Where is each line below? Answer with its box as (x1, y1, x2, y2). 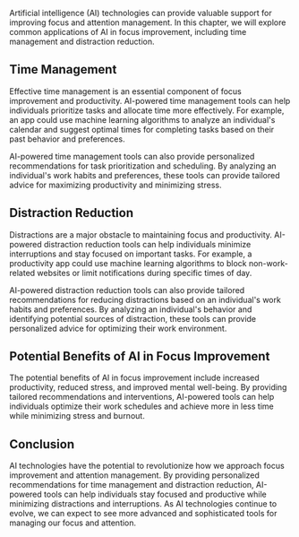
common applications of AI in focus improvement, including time (9, 27, 247, 37)
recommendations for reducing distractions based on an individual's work (9, 294, 282, 305)
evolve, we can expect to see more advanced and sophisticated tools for (9, 508, 278, 519)
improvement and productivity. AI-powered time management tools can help (9, 95, 291, 106)
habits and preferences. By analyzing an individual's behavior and (9, 304, 252, 315)
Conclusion (9, 437, 75, 452)
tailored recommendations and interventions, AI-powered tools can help (9, 392, 275, 403)
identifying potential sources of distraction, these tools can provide (9, 313, 257, 324)
